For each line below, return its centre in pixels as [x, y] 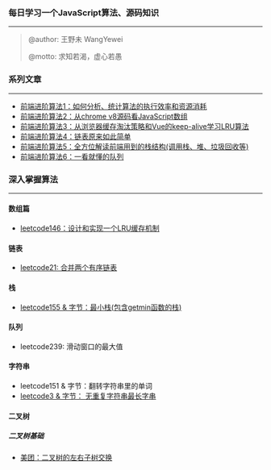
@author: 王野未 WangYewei [75, 40]
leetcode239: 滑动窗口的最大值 [71, 346]
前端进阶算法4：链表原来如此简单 [75, 136]
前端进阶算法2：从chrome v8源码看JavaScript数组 [104, 116]
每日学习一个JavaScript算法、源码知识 [84, 12]
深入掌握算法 [33, 179]
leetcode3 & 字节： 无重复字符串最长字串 [88, 396]
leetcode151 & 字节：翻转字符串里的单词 [86, 385]
